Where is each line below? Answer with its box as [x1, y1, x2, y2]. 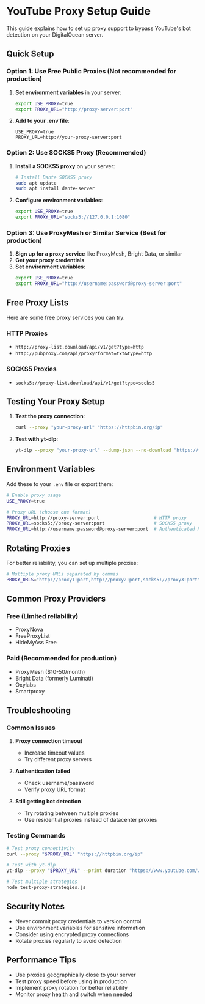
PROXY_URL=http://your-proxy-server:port [15, 135, 122, 141]
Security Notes [6, 901, 65, 912]
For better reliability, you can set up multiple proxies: [6, 559, 138, 566]
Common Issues [6, 723, 56, 732]
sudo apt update [15, 180, 57, 186]
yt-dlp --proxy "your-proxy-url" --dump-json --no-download [15, 448, 171, 454]
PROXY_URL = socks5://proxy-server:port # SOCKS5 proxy [6, 520, 192, 526]
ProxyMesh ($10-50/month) [15, 668, 85, 675]
